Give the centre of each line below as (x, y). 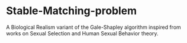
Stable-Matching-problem (71, 11)
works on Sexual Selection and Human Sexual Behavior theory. (82, 33)
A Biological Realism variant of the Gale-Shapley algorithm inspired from (93, 27)
